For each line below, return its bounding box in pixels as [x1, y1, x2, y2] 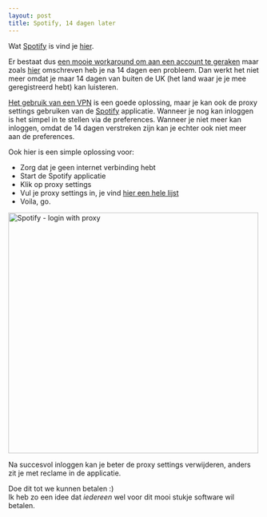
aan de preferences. [8, 131, 75, 141]
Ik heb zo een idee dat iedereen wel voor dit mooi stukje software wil [8, 492, 234, 502]
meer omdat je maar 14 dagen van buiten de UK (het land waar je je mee [8, 74, 246, 83]
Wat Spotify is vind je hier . [8, 41, 94, 50]
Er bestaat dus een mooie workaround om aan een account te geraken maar [8, 57, 259, 66]
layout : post [8, 11, 52, 20]
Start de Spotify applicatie [19, 171, 106, 181]
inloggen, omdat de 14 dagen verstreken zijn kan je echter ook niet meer [8, 123, 247, 133]
